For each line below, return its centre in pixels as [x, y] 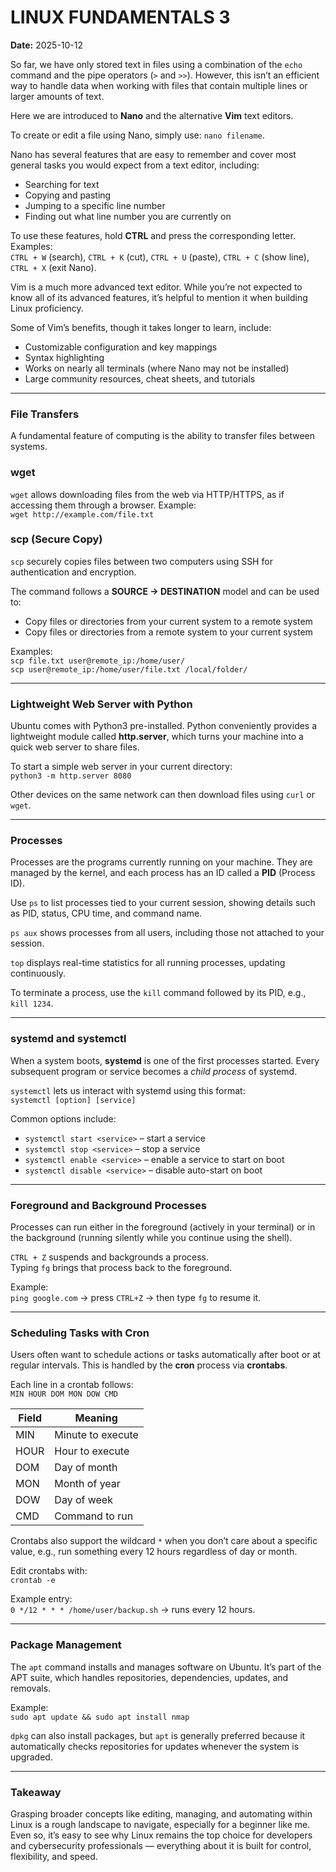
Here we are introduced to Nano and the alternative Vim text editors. [152, 115]
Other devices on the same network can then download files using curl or [162, 795]
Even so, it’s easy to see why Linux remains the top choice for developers [161, 1835]
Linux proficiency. [47, 308]
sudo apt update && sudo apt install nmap [100, 1717]
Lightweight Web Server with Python [101, 704]
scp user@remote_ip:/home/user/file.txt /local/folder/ [129, 669]
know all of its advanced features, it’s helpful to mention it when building [159, 297]
